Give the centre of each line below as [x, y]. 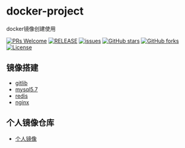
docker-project [45, 11]
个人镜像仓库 [30, 123]
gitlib [21, 82]
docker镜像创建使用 [31, 29]
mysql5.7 [26, 89]
